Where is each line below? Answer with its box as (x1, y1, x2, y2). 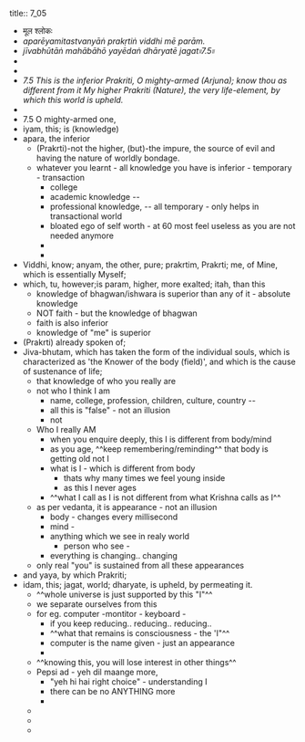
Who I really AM (36, 424, 97, 434)
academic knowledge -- (49, 192, 140, 202)
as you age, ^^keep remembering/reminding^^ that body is (49, 444, 269, 455)
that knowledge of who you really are (36, 376, 176, 386)
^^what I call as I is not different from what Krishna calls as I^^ (49, 492, 281, 503)
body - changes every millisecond (49, 511, 178, 522)
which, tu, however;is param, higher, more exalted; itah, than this (22, 278, 266, 289)
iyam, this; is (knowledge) (22, 123, 120, 134)
